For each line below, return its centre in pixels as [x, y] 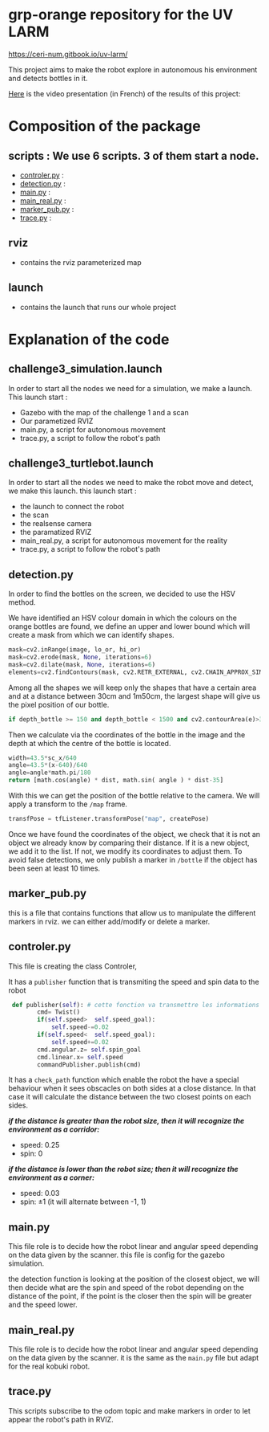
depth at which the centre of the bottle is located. [90, 743]
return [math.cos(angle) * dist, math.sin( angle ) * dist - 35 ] [116, 781]
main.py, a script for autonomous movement [92, 429]
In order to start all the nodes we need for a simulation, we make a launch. [130, 388]
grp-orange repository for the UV [121, 15]
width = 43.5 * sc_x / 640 [43, 758]
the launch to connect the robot [72, 507]
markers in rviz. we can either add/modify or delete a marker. [109, 921]
